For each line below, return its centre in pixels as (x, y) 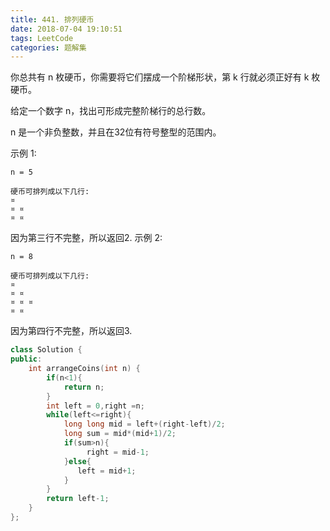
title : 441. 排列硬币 (52, 19)
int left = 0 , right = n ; (95, 406)
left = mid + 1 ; (107, 471)
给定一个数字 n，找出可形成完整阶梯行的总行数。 (111, 111)
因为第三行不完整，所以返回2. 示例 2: (86, 238)
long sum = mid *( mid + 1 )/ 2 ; (120, 434)
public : (26, 359)
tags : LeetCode (42, 38)
